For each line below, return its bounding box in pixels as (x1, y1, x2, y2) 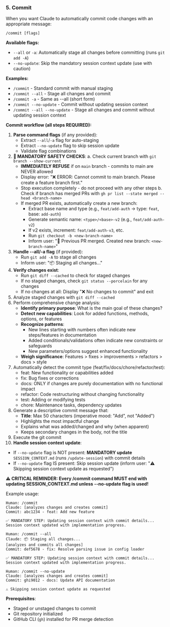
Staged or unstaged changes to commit (13, 605, 96, 612)
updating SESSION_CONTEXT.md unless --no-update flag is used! (6, 481, 149, 487)
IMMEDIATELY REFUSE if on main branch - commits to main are (20, 163, 154, 169)
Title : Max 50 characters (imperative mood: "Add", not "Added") (20, 413, 155, 419)
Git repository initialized (13, 611, 63, 617)
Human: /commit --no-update (6, 569, 65, 574)
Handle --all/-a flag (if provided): (13, 249, 83, 255)
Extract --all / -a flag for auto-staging (20, 137, 99, 143)
